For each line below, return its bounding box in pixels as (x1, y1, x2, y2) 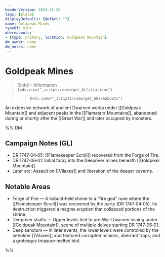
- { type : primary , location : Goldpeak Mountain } (5, 35, 107, 40)
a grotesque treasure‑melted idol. (12, 238, 81, 244)
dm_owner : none (5, 40, 37, 45)
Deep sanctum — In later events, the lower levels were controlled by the (12, 227, 159, 233)
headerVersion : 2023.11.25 (5, 7, 61, 12)
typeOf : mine (5, 26, 32, 31)
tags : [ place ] (5, 12, 35, 17)
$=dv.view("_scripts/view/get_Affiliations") (17, 87, 113, 92)
